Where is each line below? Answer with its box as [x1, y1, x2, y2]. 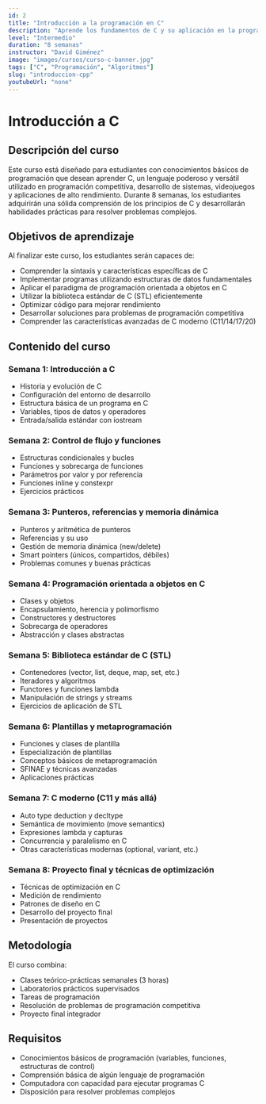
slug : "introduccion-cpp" [8, 71, 93, 79]
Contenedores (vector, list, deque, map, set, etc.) [19, 668, 180, 677]
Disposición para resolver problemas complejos [19, 1087, 176, 1096]
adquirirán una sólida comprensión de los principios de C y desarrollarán [8, 198, 245, 208]
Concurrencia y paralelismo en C [19, 836, 127, 845]
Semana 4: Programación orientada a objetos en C [8, 578, 206, 589]
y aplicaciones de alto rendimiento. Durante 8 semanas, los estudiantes [8, 190, 241, 199]
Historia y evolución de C [19, 381, 102, 391]
